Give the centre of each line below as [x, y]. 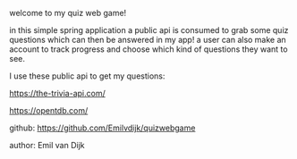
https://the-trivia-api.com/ [57, 93]
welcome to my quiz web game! [68, 13]
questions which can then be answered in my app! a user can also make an [148, 40]
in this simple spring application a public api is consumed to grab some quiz [149, 30]
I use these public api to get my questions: [87, 76]
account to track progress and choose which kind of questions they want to [148, 49]
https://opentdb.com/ [49, 110]
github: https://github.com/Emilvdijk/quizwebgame [102, 128]
